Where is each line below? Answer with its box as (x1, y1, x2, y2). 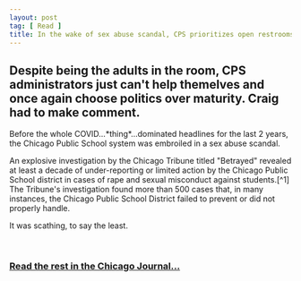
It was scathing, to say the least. (9, 220, 128, 231)
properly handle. (9, 203, 71, 214)
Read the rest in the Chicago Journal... (9, 260, 181, 273)
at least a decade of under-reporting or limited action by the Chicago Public (9, 165, 288, 175)
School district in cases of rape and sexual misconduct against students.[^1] (9, 175, 289, 185)
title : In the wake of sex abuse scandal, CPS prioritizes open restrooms (9, 30, 295, 38)
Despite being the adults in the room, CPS (9, 63, 246, 78)
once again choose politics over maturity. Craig (9, 90, 279, 106)
